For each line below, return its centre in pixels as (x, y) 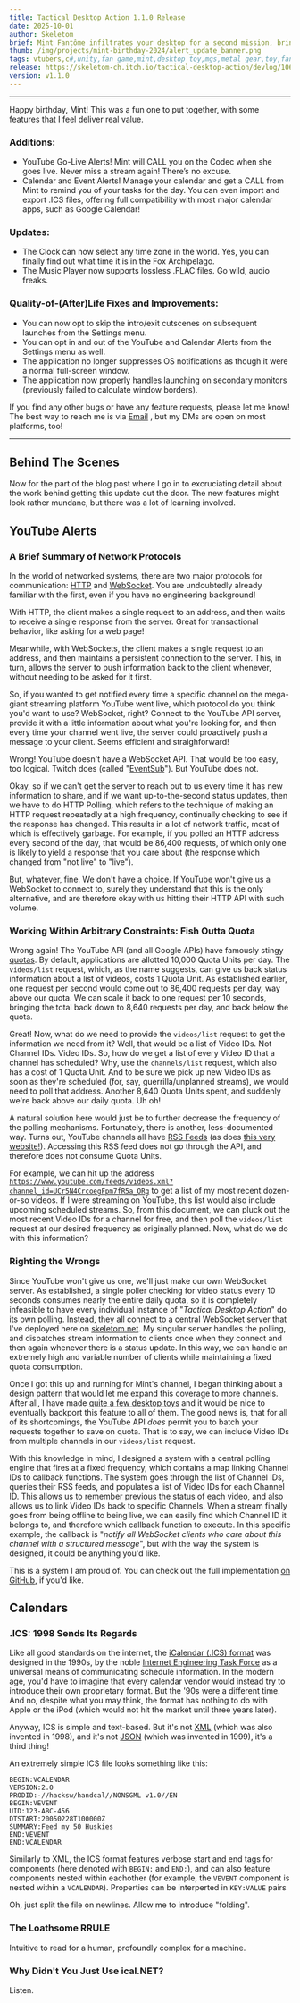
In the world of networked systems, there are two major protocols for (136, 576)
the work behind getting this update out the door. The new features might (144, 494)
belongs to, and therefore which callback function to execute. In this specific (150, 1525)
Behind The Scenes (64, 463)
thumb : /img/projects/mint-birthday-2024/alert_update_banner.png (135, 51)
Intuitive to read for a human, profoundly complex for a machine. (128, 1948)
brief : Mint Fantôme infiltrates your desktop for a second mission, (142, 42)
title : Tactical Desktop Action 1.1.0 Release (97, 17)
